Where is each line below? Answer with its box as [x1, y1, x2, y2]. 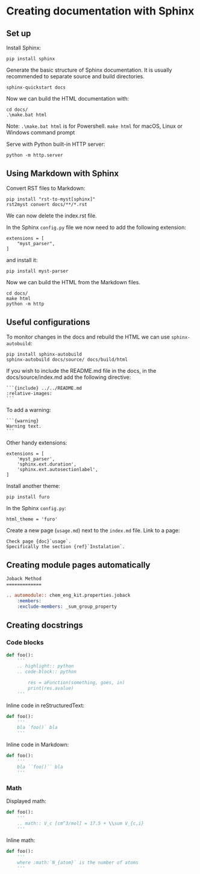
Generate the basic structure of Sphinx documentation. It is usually [6, 66, 172, 73]
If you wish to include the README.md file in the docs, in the [6, 367, 157, 374]
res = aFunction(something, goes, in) [28, 679, 125, 685]
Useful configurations [6, 317, 90, 328]
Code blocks [6, 638, 44, 647]
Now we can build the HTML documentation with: [6, 95, 130, 102]
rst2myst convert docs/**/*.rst [6, 201, 87, 207]
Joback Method [6, 576, 42, 582]
